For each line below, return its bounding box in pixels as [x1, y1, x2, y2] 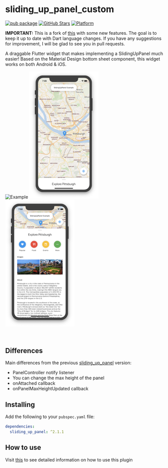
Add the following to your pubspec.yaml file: [5, 414, 95, 420]
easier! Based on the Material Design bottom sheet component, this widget [5, 55, 160, 62]
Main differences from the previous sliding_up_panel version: [5, 360, 132, 366]
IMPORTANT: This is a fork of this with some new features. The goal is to [5, 30, 157, 36]
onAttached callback [12, 380, 55, 386]
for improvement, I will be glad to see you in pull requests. [5, 40, 125, 46]
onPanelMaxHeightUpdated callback [12, 386, 89, 392]
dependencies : [5, 424, 35, 429]
